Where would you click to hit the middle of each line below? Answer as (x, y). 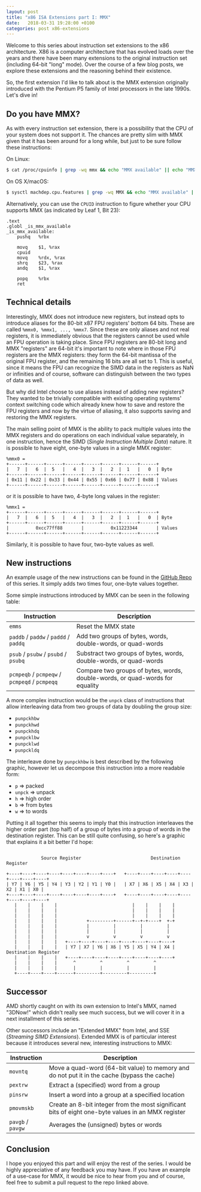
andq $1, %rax (39, 268)
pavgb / (19, 1122)
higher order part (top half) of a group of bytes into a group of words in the (98, 830)
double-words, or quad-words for (124, 678)
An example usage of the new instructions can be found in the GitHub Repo (99, 577)
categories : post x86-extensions (48, 28)
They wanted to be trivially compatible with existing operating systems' (94, 398)
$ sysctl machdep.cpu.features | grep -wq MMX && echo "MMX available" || (101, 192)
